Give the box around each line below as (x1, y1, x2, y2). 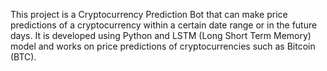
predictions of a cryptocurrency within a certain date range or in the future (10, 19, 318, 31)
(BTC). (10, 51, 37, 63)
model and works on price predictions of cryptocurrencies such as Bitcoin (10, 40, 316, 52)
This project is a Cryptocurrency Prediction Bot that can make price (10, 9, 288, 20)
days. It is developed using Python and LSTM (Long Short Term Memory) (10, 30, 312, 41)
